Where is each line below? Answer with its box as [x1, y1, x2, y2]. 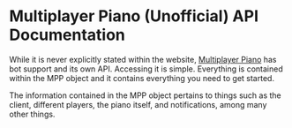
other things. [9, 109, 56, 119]
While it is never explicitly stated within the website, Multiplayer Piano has [9, 54, 277, 64]
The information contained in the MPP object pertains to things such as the [9, 90, 282, 101]
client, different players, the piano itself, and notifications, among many [9, 99, 267, 109]
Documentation [9, 25, 126, 45]
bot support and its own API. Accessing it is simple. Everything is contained [9, 64, 284, 74]
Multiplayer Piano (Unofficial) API [9, 6, 258, 26]
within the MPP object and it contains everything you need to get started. [9, 72, 275, 83]
